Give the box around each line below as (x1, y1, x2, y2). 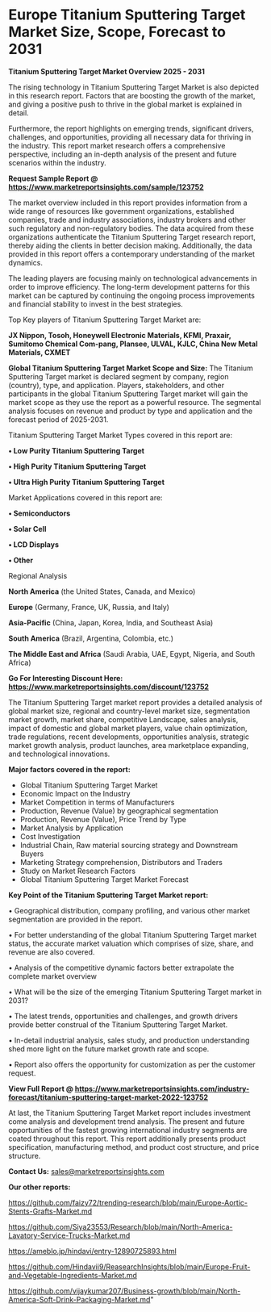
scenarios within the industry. (8, 157, 106, 167)
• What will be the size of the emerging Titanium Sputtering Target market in (8, 987, 262, 997)
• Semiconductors (8, 508, 71, 518)
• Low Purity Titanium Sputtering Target (8, 445, 145, 455)
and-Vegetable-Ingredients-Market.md (8, 1270, 137, 1280)
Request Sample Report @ (8, 173, 98, 183)
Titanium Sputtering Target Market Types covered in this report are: (8, 430, 233, 440)
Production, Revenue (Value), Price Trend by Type (19, 814, 187, 824)
